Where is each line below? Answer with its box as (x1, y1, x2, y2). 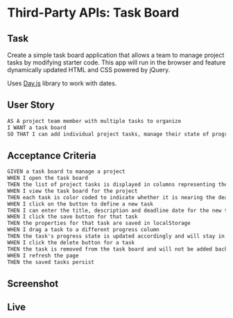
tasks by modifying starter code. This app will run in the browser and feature (7, 58, 226, 67)
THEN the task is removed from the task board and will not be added (7, 245, 213, 253)
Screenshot (7, 278, 59, 290)
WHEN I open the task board (7, 175, 89, 182)
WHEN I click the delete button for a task (7, 239, 135, 246)
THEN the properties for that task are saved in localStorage (7, 220, 191, 227)
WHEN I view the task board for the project (7, 187, 138, 194)
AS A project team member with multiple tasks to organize (7, 117, 182, 124)
